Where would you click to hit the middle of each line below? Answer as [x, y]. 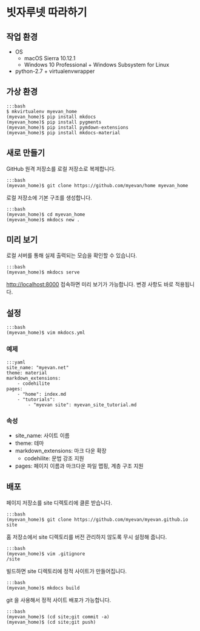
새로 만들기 [26, 153]
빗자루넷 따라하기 [47, 12]
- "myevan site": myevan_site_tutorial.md [82, 405]
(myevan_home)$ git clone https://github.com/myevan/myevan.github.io [97, 519]
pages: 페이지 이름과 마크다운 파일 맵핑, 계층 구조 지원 [79, 466]
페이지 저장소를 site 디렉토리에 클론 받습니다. [59, 503]
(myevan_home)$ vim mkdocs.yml [46, 333]
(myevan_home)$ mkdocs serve [43, 272]
